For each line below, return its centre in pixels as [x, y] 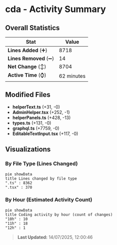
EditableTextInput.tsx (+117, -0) [45, 134]
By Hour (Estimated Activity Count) [49, 200]
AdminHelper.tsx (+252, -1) [41, 112]
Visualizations [28, 149]
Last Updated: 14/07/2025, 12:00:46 [55, 237]
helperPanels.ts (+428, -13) [41, 117]
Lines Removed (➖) [31, 58]
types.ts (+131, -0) [32, 123]
